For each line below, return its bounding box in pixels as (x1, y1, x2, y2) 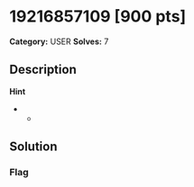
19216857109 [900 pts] (9, 6, 187, 27)
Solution (9, 139, 58, 155)
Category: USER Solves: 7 (9, 36, 109, 47)
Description (9, 62, 77, 77)
